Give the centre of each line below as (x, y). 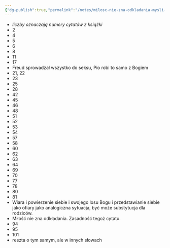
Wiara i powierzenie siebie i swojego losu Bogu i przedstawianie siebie (86, 202)
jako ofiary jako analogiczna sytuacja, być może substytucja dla (79, 207)
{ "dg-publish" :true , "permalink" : (40, 10)
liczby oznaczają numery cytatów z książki (57, 24)
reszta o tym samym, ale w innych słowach (57, 240)
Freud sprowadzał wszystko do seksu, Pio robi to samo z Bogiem (80, 67)
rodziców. (22, 213)
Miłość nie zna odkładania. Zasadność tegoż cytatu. (66, 218)
